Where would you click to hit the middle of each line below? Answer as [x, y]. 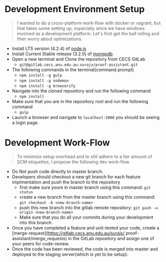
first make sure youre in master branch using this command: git [85, 187]
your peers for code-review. [41, 244]
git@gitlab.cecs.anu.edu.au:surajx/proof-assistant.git [79, 65]
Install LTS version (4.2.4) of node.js [49, 48]
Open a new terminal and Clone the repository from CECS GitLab [79, 59]
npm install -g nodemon [44, 81]
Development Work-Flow [57, 143]
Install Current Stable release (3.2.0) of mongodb [62, 54]
